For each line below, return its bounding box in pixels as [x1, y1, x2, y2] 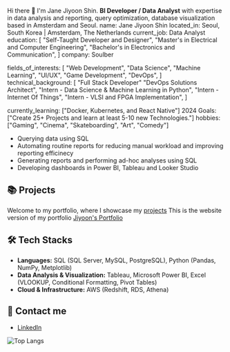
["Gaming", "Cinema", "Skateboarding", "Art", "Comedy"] [7, 121, 169, 129]
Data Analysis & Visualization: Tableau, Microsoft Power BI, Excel [17, 271, 206, 279]
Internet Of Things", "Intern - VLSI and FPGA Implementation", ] [7, 93, 188, 101]
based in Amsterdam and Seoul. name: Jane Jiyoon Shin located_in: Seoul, [7, 21, 220, 29]
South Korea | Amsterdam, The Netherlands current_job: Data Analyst [7, 28, 206, 37]
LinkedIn [17, 324, 42, 332]
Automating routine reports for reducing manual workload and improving [17, 142, 224, 149]
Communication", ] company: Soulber [7, 50, 114, 59]
